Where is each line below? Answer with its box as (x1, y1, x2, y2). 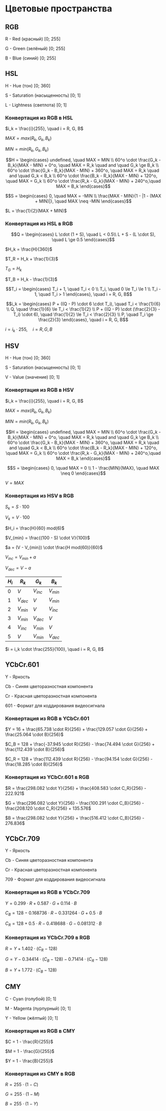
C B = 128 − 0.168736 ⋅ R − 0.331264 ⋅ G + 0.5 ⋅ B (5, 909, 103, 917)
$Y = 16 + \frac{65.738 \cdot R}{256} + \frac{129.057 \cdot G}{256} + (5, 726, 148, 732)
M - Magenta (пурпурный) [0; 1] (5, 1005, 71, 1011)
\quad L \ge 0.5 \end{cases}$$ (52, 237, 115, 242)
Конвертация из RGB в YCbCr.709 (5, 889, 90, 896)
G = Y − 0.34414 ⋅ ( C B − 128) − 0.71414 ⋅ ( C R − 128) (5, 956, 108, 964)
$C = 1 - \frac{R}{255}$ (5, 1039, 54, 1044)
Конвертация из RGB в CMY (5, 1027, 75, 1034)
